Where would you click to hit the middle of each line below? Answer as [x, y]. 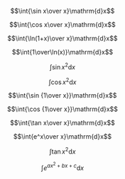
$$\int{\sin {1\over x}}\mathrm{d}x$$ [62, 96]
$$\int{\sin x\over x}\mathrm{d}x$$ [62, 11]
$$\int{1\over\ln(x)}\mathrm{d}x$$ [62, 52]
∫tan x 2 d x [62, 151]
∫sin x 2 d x [62, 66]
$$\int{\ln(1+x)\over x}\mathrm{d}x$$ [62, 38]
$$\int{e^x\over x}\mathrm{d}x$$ [62, 137]
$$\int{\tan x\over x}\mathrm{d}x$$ [62, 123]
